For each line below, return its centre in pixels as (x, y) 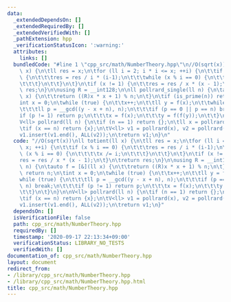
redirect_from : (29, 268)
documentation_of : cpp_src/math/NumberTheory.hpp (80, 256)
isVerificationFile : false (52, 218)
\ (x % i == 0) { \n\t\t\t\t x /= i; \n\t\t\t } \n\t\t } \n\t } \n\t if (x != (121, 154)
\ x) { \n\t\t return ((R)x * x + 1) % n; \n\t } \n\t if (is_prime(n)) (117, 97)
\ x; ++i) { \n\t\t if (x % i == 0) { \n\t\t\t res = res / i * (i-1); (118, 148)
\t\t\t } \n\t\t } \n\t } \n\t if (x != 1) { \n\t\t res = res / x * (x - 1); (121, 84)
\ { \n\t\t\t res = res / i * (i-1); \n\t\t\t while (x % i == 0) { (113, 77)
